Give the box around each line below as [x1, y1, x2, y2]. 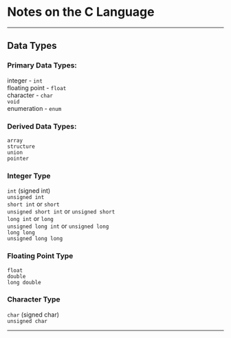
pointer [7, 155, 30, 162]
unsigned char [7, 317, 48, 324]
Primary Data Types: [7, 61, 78, 70]
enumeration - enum [7, 104, 62, 112]
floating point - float [7, 83, 67, 92]
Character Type [7, 295, 60, 304]
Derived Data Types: [7, 121, 77, 131]
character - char [7, 91, 54, 99]
